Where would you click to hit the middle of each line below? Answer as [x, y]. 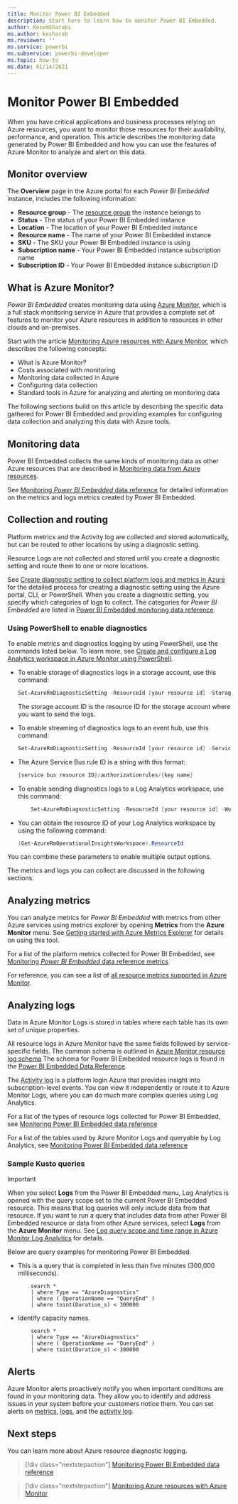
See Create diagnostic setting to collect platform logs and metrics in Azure [116, 579]
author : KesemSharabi [39, 27]
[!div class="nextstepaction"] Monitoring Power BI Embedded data [122, 1465]
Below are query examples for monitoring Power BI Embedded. [99, 1252]
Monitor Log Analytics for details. [56, 1238]
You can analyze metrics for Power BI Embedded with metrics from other [114, 918]
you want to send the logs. [56, 714]
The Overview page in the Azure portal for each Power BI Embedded [108, 191]
